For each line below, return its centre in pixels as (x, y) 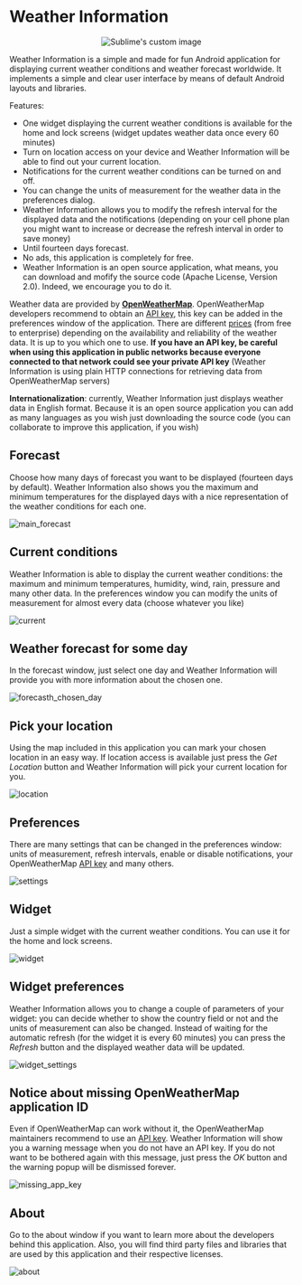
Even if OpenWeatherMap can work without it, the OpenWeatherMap (137, 1129)
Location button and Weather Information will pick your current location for (148, 767)
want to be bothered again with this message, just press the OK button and (148, 1157)
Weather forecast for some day (99, 648)
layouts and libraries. (48, 88)
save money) (46, 238)
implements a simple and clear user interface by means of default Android (147, 78)
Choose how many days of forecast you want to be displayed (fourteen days (151, 477)
